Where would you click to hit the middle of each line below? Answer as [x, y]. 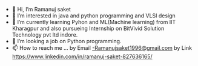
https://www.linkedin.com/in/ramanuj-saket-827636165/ [82, 56]
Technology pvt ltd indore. [45, 35]
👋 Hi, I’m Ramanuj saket [41, 9]
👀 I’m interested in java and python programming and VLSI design [94, 16]
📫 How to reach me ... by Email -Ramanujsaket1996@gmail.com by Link [102, 48]
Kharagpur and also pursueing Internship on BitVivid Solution [88, 28]
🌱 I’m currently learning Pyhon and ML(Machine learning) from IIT [94, 22]
